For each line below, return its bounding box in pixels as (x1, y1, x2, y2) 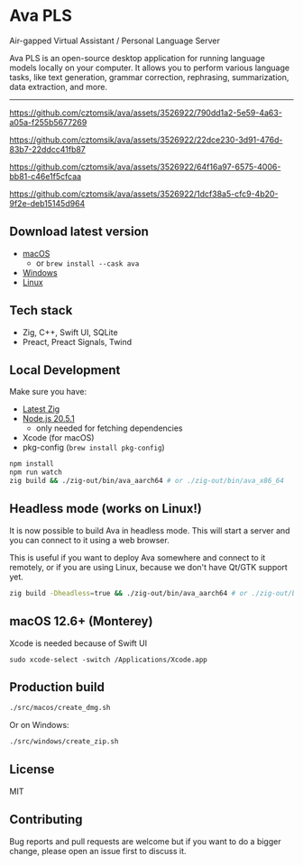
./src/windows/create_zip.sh (9, 737, 119, 746)
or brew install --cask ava (35, 258, 140, 269)
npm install (9, 460, 54, 469)
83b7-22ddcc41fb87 (9, 143, 86, 154)
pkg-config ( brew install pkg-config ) (22, 442, 165, 453)
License (9, 762, 55, 778)
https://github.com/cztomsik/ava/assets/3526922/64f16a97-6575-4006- (9, 161, 281, 172)
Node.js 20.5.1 (22, 414, 75, 424)
